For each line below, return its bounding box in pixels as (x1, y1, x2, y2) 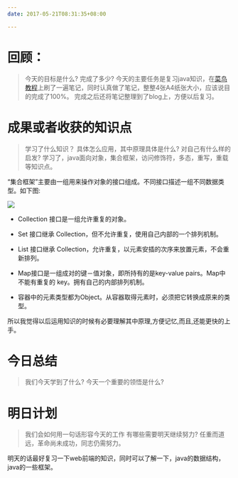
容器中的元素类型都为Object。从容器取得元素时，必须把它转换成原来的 (17, 293, 225, 301)
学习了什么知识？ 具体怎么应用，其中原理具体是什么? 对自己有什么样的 (24, 144, 231, 153)
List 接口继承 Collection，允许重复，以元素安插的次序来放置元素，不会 (17, 244, 224, 253)
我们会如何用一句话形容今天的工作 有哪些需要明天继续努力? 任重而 (24, 430, 219, 439)
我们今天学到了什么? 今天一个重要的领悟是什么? (24, 378, 165, 386)
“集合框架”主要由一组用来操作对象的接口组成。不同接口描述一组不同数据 (7, 177, 219, 185)
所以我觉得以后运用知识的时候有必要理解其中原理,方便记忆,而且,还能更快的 (7, 317, 225, 325)
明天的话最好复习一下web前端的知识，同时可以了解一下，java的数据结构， (7, 454, 225, 462)
